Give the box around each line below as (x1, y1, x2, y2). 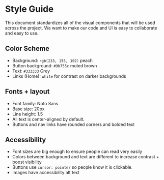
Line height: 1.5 (12, 111, 43, 117)
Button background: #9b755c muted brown (12, 62, 97, 68)
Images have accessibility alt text (12, 170, 80, 176)
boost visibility (12, 159, 42, 165)
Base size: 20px (12, 106, 45, 112)
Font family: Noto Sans (12, 100, 58, 106)
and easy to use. (5, 30, 39, 36)
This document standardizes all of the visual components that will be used (5, 20, 156, 26)
